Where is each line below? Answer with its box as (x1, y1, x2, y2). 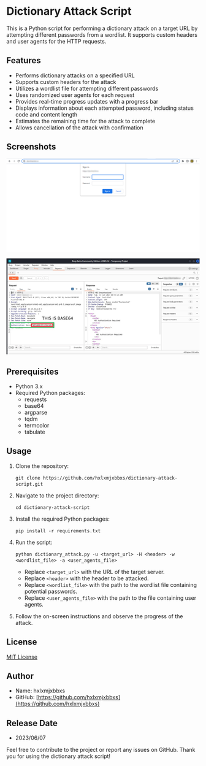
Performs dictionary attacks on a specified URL (15, 72, 135, 79)
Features (6, 55, 41, 66)
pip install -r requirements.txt (15, 527, 101, 534)
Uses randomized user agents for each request (15, 91, 135, 99)
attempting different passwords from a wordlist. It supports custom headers (6, 31, 198, 38)
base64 (24, 402, 44, 410)
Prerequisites (6, 366, 59, 377)
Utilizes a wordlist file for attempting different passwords (15, 85, 159, 92)
